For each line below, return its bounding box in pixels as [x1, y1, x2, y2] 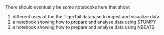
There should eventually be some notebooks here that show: [5, 4, 130, 10]
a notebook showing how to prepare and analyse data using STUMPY [12, 19, 156, 25]
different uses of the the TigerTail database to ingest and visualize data [12, 14, 159, 19]
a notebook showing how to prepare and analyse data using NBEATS [12, 24, 155, 30]
